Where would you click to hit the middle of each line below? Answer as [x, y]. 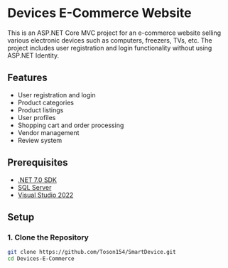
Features [27, 78]
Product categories [46, 102]
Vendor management [48, 132]
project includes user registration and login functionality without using [110, 48]
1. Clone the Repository [48, 237]
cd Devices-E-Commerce [41, 259]
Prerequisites [38, 162]
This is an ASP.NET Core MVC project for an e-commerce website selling [114, 33]
